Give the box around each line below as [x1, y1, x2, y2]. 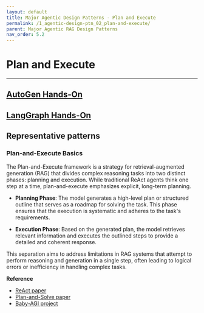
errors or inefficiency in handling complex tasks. [6, 263, 127, 270]
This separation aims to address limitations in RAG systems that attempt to [6, 250, 192, 258]
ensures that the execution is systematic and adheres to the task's [15, 207, 181, 214]
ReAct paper [15, 287, 47, 294]
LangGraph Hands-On [6, 110, 91, 121]
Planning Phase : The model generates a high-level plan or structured [15, 194, 189, 202]
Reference [6, 275, 33, 282]
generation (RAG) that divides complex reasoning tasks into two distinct [6, 169, 186, 177]
